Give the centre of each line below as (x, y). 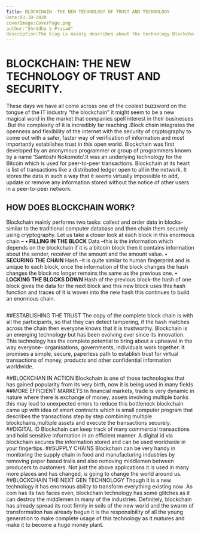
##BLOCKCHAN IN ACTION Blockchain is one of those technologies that (95, 378)
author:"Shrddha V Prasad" (40, 28)
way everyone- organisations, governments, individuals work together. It (95, 347)
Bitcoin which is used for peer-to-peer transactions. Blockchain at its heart (98, 163)
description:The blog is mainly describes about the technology (88, 34)
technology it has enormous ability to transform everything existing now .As (100, 486)
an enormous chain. (31, 298)
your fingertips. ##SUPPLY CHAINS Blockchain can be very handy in (91, 448)
